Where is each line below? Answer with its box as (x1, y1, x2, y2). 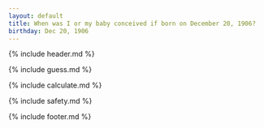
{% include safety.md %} (8, 96, 93, 106)
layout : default (8, 11, 63, 20)
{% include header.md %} (8, 49, 95, 59)
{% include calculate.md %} (8, 80, 102, 90)
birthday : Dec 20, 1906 (8, 27, 89, 35)
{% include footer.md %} (8, 112, 92, 122)
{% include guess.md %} (8, 65, 92, 75)
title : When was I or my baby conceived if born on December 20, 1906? (8, 19, 256, 28)
